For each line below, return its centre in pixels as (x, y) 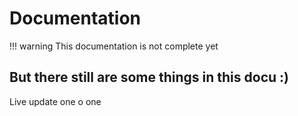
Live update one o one (55, 101)
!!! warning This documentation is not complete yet (114, 46)
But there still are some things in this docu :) (149, 77)
